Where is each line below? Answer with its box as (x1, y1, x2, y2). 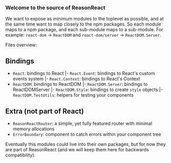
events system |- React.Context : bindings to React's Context (12, 76, 140, 82)
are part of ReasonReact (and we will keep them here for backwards (5, 146, 149, 152)
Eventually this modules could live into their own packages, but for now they (5, 141, 166, 147)
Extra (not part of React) (5, 107, 84, 115)
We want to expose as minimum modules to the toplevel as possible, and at (5, 16, 164, 22)
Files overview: (5, 42, 37, 48)
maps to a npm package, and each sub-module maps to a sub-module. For (5, 27, 163, 33)
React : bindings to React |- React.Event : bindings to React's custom (12, 71, 155, 77)
